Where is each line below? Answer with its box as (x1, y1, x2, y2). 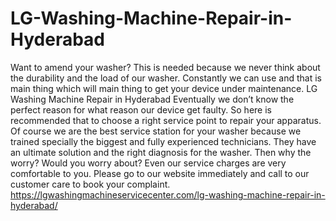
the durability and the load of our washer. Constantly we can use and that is (10, 72, 322, 84)
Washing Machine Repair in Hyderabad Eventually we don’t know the (10, 93, 295, 105)
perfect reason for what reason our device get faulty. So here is (10, 103, 272, 116)
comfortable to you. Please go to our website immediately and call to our (10, 167, 310, 179)
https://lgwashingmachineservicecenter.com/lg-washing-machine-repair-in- (10, 188, 326, 201)
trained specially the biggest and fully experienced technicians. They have (10, 135, 317, 147)
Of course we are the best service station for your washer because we (10, 125, 302, 137)
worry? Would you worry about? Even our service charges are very (10, 157, 287, 169)
